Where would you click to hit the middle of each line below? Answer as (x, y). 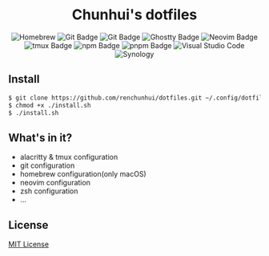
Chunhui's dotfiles (134, 15)
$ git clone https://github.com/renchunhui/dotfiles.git (105, 98)
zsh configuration (49, 191)
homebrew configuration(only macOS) (83, 174)
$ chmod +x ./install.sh (50, 105)
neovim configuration (55, 183)
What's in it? (40, 138)
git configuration (47, 165)
